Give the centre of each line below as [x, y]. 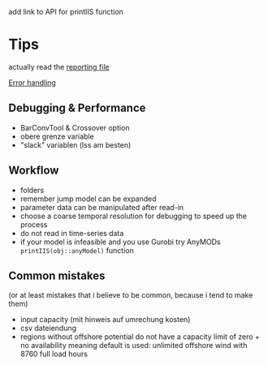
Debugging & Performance [77, 108]
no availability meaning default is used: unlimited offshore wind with [134, 346]
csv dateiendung [48, 328]
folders [32, 190]
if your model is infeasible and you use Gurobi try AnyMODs [120, 242]
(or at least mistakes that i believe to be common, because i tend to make [131, 295]
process [34, 224]
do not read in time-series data [72, 233]
